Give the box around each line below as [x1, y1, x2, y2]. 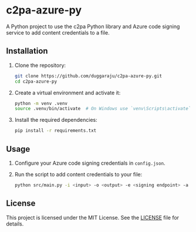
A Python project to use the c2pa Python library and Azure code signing [6, 23, 180, 30]
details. [6, 220, 24, 227]
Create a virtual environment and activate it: [14, 89, 121, 96]
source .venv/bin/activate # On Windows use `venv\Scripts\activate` [14, 106, 191, 112]
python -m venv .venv [14, 100, 67, 106]
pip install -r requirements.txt [14, 128, 97, 134]
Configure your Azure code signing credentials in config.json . [14, 159, 165, 166]
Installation [6, 46, 48, 56]
